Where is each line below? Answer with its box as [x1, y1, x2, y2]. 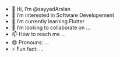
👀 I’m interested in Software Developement [11, 12, 115, 19]
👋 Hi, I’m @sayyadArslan [11, 6, 71, 12]
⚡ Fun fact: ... [11, 45, 44, 52]
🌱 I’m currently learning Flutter [11, 18, 85, 24]
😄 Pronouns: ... [11, 39, 50, 46]
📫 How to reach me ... [11, 31, 66, 37]
